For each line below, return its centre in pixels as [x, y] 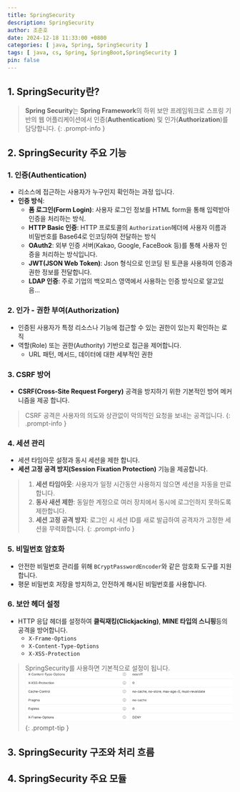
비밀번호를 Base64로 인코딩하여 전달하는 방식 [92, 236]
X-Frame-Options [52, 638]
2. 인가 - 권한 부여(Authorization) [64, 311]
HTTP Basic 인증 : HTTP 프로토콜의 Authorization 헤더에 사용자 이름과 [127, 228]
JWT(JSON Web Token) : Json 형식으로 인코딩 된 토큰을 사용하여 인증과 [130, 264]
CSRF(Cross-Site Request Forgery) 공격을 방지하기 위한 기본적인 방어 [118, 391]
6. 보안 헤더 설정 [34, 604]
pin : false [24, 61]
